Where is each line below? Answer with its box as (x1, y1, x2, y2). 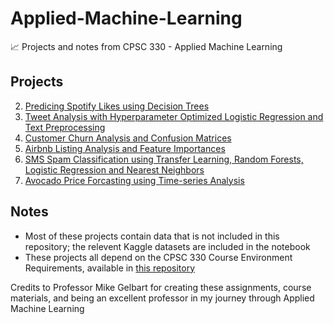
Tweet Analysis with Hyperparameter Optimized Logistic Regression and (24, 110, 324, 122)
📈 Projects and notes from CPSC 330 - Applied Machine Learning (10, 40, 283, 52)
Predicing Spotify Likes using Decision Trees (24, 100, 210, 112)
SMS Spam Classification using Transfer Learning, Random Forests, (24, 153, 304, 165)
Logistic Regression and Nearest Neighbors (24, 163, 205, 176)
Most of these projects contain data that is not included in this (24, 230, 280, 242)
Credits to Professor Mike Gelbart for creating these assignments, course (10, 281, 312, 293)
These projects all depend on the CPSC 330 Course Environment (24, 251, 293, 263)
